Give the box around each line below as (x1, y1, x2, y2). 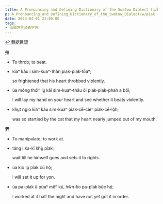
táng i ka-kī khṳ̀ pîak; (12, 145, 54, 151)
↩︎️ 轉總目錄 (5, 39, 28, 45)
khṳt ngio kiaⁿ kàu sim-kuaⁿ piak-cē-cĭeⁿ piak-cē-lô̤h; (12, 106, 119, 112)
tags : (5, 20, 16, 26)
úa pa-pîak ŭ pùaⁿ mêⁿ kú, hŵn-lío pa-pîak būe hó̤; (12, 184, 114, 190)
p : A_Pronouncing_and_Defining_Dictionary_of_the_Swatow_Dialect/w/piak (5, 12, 155, 17)
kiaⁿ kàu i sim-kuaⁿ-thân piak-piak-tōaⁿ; (12, 68, 92, 74)
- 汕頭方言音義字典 (5, 25, 39, 30)
